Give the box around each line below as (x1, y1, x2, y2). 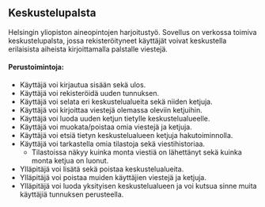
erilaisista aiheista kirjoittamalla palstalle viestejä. (8, 44, 168, 54)
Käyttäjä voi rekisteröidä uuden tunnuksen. (19, 89, 160, 98)
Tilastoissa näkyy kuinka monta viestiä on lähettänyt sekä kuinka (31, 148, 243, 157)
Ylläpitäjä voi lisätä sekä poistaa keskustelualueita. (19, 164, 184, 174)
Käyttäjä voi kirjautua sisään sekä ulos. (19, 80, 146, 90)
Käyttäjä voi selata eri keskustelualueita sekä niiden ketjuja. (19, 97, 213, 106)
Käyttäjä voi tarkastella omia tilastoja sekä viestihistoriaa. (19, 139, 206, 149)
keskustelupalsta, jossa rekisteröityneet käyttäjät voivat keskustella (8, 36, 227, 45)
